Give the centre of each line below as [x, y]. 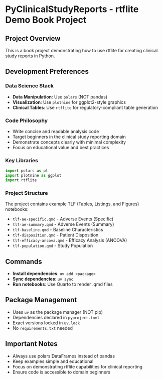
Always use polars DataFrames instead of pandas [64, 356]
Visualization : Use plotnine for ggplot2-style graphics [69, 102]
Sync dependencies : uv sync [43, 279]
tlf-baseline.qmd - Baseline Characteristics [58, 230]
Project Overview [33, 38]
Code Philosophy [27, 120]
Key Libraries [22, 160]
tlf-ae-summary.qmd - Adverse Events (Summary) [63, 224]
